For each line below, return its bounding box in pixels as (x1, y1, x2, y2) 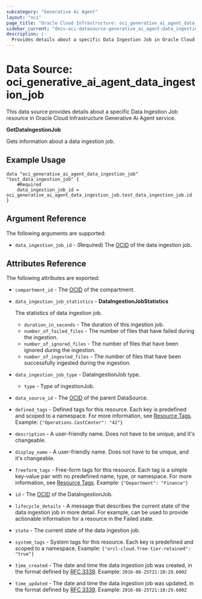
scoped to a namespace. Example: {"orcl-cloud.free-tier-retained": (14, 545, 191, 552)
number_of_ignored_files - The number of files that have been (23, 340, 179, 347)
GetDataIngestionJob (6, 126, 61, 133)
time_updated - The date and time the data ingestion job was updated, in (14, 580, 194, 587)
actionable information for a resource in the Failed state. (14, 515, 155, 523)
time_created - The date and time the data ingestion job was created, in (14, 562, 192, 569)
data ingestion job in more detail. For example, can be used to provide (14, 509, 188, 516)
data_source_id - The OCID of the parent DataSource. (14, 394, 148, 401)
